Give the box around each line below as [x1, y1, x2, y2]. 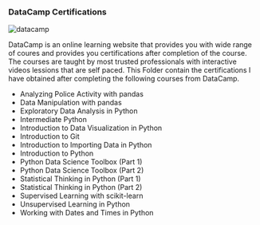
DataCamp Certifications [8, 6, 108, 18]
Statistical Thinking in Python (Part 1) [19, 174, 141, 184]
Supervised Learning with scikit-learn [19, 191, 144, 201]
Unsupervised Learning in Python [19, 199, 130, 209]
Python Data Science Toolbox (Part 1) [19, 157, 143, 167]
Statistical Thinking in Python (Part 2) [19, 183, 143, 192]
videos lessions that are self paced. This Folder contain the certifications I [8, 65, 251, 75]
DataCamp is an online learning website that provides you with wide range [8, 40, 253, 49]
